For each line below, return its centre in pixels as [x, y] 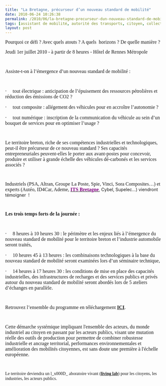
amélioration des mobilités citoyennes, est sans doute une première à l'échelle [82, 349]
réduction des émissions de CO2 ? [39, 97]
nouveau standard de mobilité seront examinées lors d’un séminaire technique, [83, 261]
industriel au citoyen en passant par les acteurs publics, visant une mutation [80, 332]
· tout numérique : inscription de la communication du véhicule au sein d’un [83, 117]
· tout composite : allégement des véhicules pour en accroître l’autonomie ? [82, 107]
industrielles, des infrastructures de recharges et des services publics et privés [82, 277]
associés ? [15, 165]
